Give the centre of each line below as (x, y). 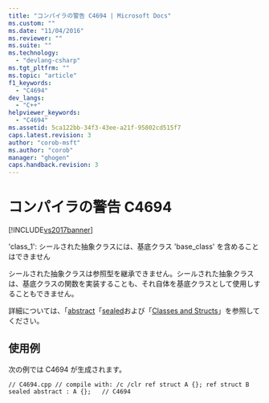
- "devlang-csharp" (48, 61)
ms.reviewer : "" (35, 38)
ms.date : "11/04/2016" (46, 31)
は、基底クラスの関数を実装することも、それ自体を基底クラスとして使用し (131, 284)
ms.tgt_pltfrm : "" (39, 68)
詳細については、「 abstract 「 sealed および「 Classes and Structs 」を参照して (134, 311)
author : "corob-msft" (45, 142)
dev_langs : (26, 98)
